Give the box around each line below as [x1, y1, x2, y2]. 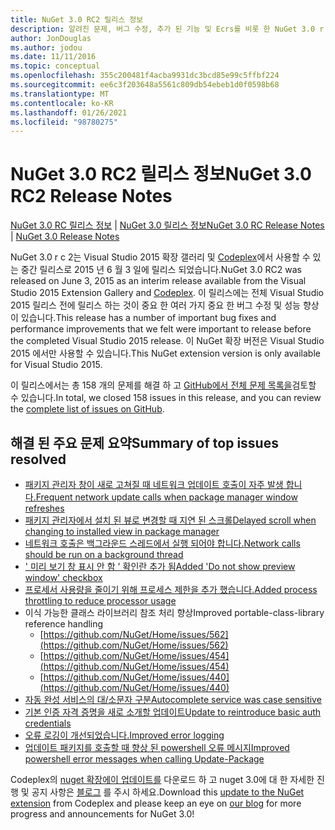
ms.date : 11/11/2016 [10, 52, 97, 62]
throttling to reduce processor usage [24, 595, 177, 606]
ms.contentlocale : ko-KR [10, 98, 114, 108]
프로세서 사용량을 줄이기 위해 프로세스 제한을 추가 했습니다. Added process [24, 584, 318, 595]
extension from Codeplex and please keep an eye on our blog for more [10, 797, 302, 809]
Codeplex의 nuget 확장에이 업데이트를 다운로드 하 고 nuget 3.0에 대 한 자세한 [10, 774, 315, 785]
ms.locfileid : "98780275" [10, 117, 118, 127]
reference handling [24, 618, 104, 630]
